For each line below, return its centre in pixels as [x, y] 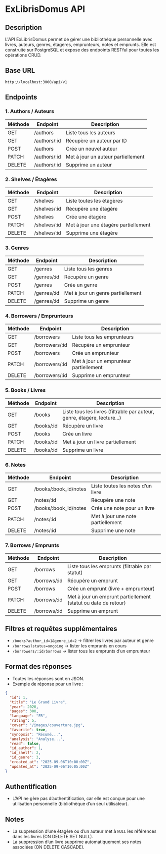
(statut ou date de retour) [97, 603]
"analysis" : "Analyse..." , [37, 739]
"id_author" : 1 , [26, 748]
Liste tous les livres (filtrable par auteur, [108, 411]
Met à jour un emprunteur [102, 361]
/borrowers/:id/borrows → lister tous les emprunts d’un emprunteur [81, 651]
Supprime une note [113, 530]
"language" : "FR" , [29, 716]
